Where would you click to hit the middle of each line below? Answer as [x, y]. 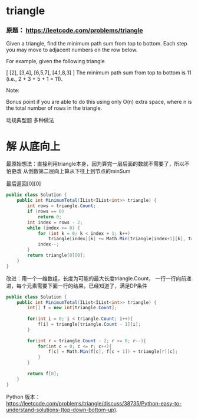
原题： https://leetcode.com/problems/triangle [75, 31]
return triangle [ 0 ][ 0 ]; [56, 256]
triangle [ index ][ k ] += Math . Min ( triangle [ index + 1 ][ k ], [117, 239]
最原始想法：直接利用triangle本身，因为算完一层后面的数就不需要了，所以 [95, 164]
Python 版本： [23, 397]
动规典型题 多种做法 [30, 120]
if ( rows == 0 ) [46, 212]
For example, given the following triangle [55, 61]
